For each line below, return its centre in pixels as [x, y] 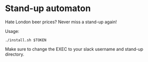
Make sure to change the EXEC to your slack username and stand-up [74, 49]
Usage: [12, 31]
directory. [15, 54]
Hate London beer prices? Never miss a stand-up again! [61, 22]
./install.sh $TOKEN [26, 40]
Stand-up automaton [48, 8]
